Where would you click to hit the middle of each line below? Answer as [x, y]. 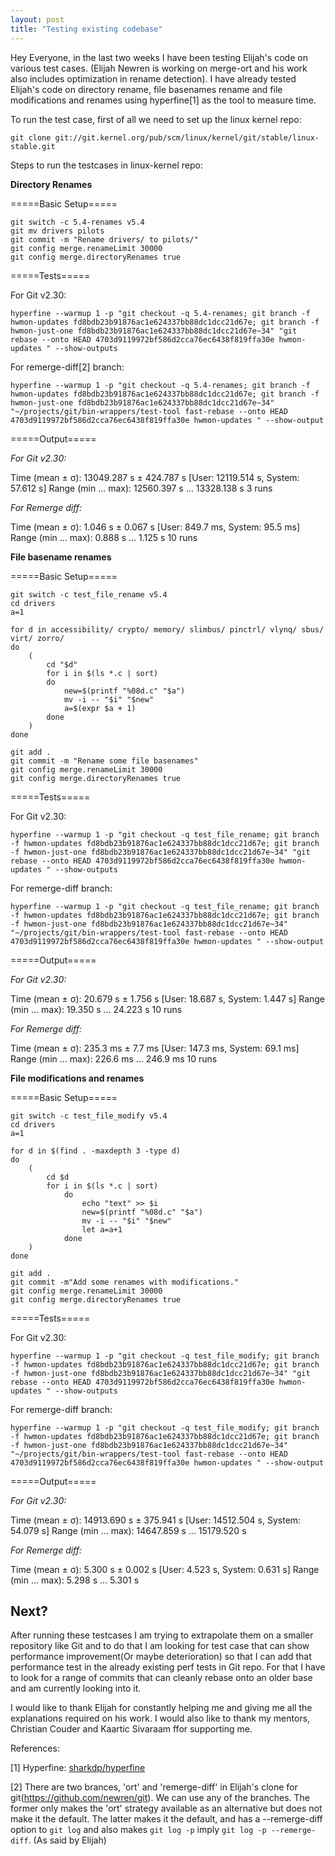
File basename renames [61, 557]
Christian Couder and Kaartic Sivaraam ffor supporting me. [131, 1729]
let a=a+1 [102, 1229]
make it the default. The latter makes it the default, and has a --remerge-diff [166, 1819]
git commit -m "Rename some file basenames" [104, 761]
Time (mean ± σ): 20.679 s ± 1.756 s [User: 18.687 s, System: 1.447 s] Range [168, 998]
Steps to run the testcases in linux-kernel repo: [106, 165]
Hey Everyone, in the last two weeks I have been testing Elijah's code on [159, 57]
